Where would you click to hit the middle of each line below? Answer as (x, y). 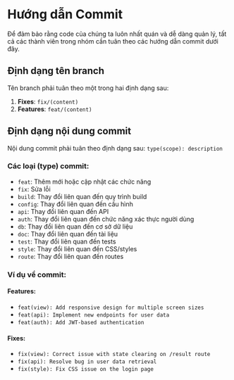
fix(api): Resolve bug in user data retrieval (87, 362)
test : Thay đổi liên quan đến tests (67, 241)
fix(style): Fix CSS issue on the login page (85, 369)
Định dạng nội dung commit (69, 131)
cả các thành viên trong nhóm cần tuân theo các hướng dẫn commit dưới (113, 41)
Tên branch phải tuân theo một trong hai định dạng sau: (88, 88)
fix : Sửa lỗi (34, 189)
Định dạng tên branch (56, 71)
